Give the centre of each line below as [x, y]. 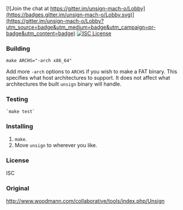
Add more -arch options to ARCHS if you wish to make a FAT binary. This [92, 72]
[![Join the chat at [28, 9]
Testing [17, 99]
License [18, 160]
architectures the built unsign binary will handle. [64, 84]
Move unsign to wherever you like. [56, 145]
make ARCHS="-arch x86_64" [39, 61]
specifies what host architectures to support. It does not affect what [88, 78]
